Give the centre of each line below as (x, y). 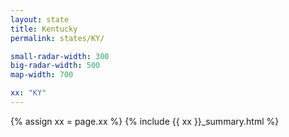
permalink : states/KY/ (57, 38)
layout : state (40, 19)
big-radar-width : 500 (55, 66)
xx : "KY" (28, 93)
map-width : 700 (42, 75)
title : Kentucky (44, 29)
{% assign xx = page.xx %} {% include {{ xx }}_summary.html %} (145, 121)
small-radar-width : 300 (60, 56)
